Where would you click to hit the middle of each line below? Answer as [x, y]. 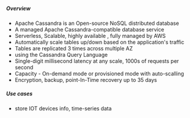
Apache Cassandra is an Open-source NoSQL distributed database [97, 23]
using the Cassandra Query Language [61, 55]
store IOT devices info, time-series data [63, 108]
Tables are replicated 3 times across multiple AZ [74, 48]
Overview [18, 8]
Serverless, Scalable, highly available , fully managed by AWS [90, 36]
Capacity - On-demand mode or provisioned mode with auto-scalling [99, 74]
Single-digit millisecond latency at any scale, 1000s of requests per [97, 61]
